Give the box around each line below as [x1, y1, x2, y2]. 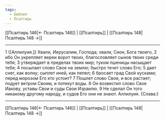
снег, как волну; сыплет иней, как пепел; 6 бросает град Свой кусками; [5, 70, 156, 76]
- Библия [9, 12, 27, 17]
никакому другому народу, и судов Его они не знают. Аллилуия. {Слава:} [5, 91, 159, 97]
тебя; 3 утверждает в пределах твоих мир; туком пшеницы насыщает [5, 60, 152, 65]
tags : [5, 7, 16, 12]
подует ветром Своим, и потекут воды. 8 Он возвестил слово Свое [5, 81, 147, 87]
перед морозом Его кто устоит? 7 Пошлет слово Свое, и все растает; [5, 75, 151, 81]
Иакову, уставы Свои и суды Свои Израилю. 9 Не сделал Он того [5, 86, 142, 91]
